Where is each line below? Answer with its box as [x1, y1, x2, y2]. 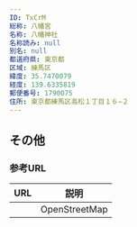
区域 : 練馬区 [9, 64, 51, 73]
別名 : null [9, 47, 48, 56]
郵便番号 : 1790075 [9, 88, 74, 97]
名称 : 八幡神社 [9, 30, 59, 39]
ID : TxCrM [9, 13, 47, 23]
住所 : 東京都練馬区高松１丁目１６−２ [9, 96, 129, 106]
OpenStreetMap [40, 204, 108, 216]
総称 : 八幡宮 [9, 22, 51, 31]
